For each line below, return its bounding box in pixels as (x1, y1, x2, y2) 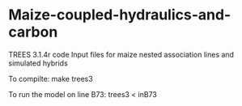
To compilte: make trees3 (8, 74, 93, 83)
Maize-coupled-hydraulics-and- (8, 6, 231, 24)
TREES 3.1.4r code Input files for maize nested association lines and (8, 49, 235, 59)
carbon (8, 23, 58, 41)
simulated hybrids (8, 58, 69, 68)
